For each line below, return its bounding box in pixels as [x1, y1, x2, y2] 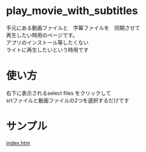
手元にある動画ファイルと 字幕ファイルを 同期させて [6, 24, 140, 31]
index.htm [6, 139, 31, 146]
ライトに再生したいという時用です [6, 46, 89, 53]
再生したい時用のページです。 [6, 31, 78, 39]
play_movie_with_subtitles [6, 4, 138, 18]
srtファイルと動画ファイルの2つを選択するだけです [6, 97, 130, 104]
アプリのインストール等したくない [6, 39, 89, 46]
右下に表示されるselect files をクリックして [6, 89, 111, 96]
